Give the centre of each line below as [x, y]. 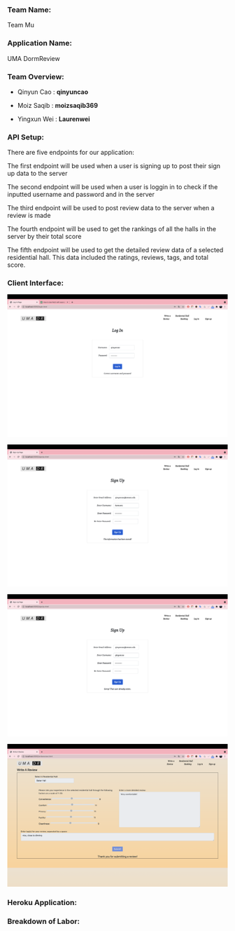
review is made [29, 216]
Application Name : [40, 43]
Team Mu [21, 25]
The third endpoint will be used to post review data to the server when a [111, 208]
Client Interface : [36, 283]
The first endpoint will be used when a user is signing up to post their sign [114, 166]
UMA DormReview [34, 58]
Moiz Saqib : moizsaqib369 [57, 105]
